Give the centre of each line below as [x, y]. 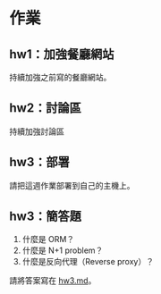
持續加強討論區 [37, 131]
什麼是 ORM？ [48, 239]
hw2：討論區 [46, 108]
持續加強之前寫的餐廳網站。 [60, 77]
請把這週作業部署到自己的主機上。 [72, 185]
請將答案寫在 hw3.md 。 [53, 281]
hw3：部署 [39, 162]
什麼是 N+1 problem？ [63, 250]
